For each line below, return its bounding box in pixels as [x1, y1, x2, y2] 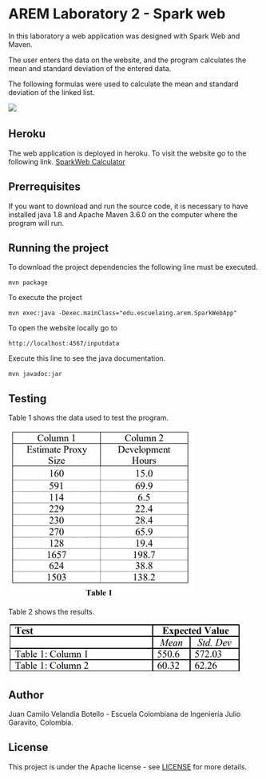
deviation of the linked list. [8, 87, 95, 97]
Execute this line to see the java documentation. [8, 354, 166, 363]
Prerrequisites [8, 180, 81, 194]
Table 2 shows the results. [8, 607, 95, 617]
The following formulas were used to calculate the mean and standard [8, 79, 239, 89]
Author [8, 688, 44, 702]
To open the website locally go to [8, 323, 118, 333]
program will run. [8, 218, 65, 227]
